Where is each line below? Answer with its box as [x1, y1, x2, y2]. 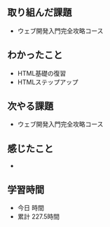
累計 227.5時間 [17, 212, 60, 221]
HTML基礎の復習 [17, 69, 67, 77]
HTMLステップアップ [17, 78, 78, 86]
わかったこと [7, 49, 63, 61]
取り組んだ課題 [7, 6, 72, 19]
